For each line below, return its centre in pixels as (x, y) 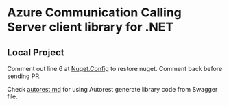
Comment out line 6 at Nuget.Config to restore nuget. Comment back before (115, 69)
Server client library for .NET (91, 27)
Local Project (36, 52)
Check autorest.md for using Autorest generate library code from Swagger (112, 89)
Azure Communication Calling (94, 13)
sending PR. (24, 76)
